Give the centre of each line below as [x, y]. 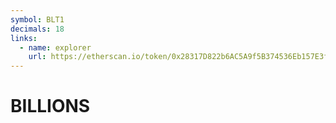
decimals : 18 [37, 29]
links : [24, 38]
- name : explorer [55, 47]
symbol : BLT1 [37, 19]
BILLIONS [50, 106]
